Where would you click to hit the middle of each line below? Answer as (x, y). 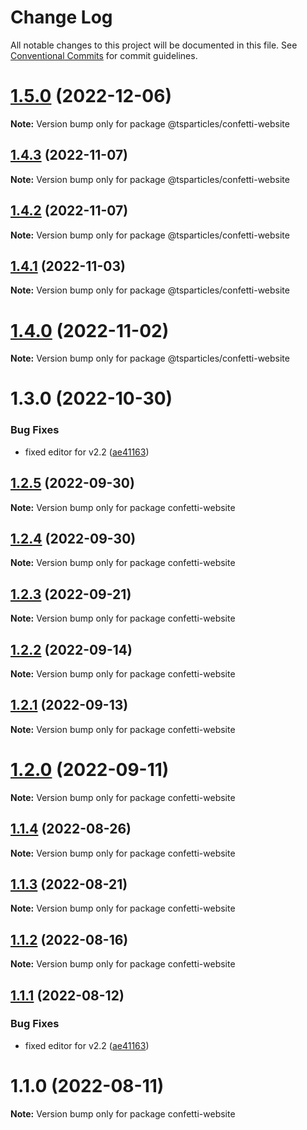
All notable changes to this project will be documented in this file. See (154, 45)
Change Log (61, 17)
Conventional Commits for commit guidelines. (104, 55)
